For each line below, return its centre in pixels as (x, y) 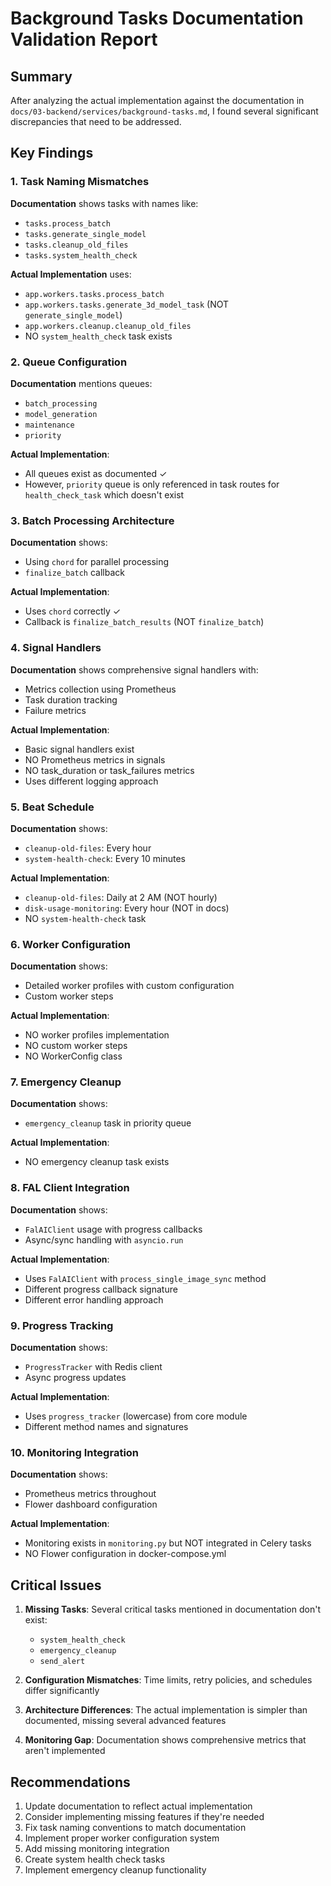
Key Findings (52, 153)
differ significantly (62, 1691)
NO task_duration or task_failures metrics (109, 770)
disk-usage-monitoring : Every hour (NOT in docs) (127, 908)
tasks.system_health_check (81, 255)
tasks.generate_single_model (85, 234)
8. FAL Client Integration (70, 1188)
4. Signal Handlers (56, 648)
